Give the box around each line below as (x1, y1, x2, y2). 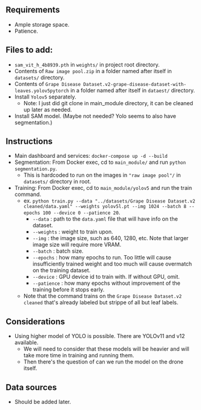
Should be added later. (14, 399, 71, 406)
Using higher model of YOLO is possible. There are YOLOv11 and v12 (14, 333, 185, 340)
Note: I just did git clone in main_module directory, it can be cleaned (23, 99, 193, 106)
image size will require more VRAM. (32, 241, 122, 249)
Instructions (5, 136, 53, 147)
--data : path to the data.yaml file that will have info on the (32, 215, 178, 223)
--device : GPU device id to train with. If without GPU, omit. (32, 273, 180, 281)
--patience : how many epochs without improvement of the (32, 279, 181, 287)
